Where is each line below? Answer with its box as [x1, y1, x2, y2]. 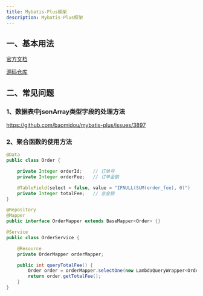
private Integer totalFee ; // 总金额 [17, 190, 115, 196]
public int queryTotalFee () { [17, 262, 94, 268]
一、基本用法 [6, 38, 54, 48]
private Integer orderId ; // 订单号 [17, 169, 115, 175]
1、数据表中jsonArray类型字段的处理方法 [6, 107, 126, 115]
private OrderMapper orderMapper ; [17, 251, 104, 257]
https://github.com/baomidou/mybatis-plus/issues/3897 [6, 121, 146, 129]
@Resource [17, 245, 42, 251]
